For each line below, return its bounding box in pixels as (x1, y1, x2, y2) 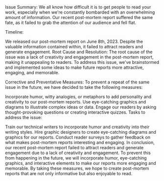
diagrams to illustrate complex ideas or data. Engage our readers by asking (5, 104, 157, 110)
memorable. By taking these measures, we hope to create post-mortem (5, 165, 149, 171)
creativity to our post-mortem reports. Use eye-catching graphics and (5, 99, 146, 104)
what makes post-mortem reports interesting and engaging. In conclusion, (5, 140, 155, 145)
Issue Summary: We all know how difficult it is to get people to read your (5, 4, 151, 10)
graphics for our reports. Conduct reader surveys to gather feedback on (5, 134, 151, 140)
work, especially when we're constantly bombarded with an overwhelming (5, 9, 155, 15)
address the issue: (5, 115, 43, 120)
